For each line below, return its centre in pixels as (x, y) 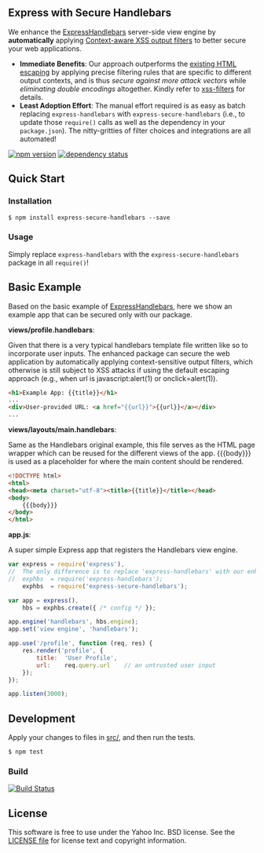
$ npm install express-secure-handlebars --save (89, 218)
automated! (38, 139)
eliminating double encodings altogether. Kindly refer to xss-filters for (132, 89)
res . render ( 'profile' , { (63, 651)
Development (42, 718)
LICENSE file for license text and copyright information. (97, 840)
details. (31, 97)
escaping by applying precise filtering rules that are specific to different (135, 72)
